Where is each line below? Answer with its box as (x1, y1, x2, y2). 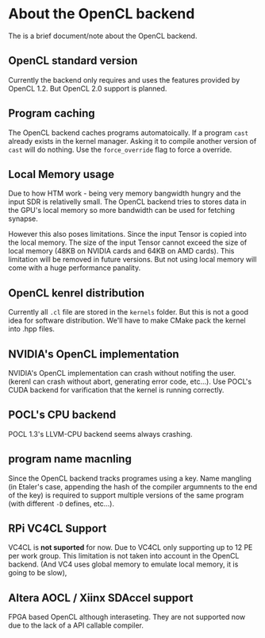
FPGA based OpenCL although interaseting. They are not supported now (8, 613, 246, 622)
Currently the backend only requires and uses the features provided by (8, 75, 240, 84)
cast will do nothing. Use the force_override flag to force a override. (8, 145, 232, 154)
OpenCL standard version (8, 54, 138, 68)
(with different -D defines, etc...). (8, 498, 115, 508)
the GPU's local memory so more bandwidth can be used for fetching (8, 206, 236, 215)
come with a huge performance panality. (8, 263, 141, 273)
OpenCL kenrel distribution (8, 286, 145, 300)
